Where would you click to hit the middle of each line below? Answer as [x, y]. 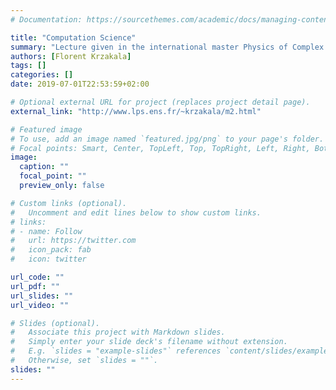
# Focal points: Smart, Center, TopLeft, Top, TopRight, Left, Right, [160, 148]
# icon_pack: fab [51, 250]
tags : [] [28, 66]
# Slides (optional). [55, 323]
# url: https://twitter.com [73, 241]
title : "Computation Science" [73, 37]
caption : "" [44, 167]
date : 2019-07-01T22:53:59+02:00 [80, 84]
